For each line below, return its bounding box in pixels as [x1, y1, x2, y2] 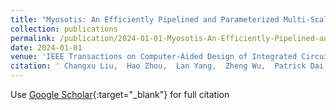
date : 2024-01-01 [10, 42, 83, 53]
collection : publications [10, 24, 118, 34]
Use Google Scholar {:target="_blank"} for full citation [10, 89, 230, 100]
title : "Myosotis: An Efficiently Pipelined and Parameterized [10, 14, 280, 25]
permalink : [10, 33, 56, 43]
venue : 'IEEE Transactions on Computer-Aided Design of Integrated [10, 52, 298, 62]
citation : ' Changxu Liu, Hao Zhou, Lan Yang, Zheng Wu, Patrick [10, 61, 307, 71]
